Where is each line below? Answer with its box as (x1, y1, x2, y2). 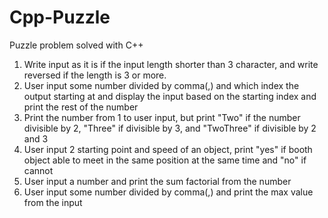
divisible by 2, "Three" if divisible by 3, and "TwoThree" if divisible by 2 (23, 122, 317, 134)
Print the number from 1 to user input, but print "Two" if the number (23, 111, 301, 123)
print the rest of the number (23, 101, 139, 113)
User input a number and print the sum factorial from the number (23, 175, 292, 187)
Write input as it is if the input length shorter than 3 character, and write (23, 58, 319, 70)
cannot (23, 164, 54, 176)
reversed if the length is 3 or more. (23, 69, 167, 81)
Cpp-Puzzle (9, 6, 111, 29)
